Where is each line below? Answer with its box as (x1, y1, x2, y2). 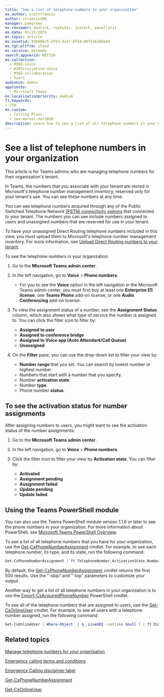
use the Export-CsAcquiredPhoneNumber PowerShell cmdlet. (5, 592, 129, 598)
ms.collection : (5, 57, 36, 62)
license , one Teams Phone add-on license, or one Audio (19, 292, 135, 298)
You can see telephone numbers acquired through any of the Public (5, 203, 141, 209)
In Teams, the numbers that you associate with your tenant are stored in (5, 183, 150, 189)
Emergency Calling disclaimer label (5, 667, 76, 673)
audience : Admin (5, 80, 38, 85)
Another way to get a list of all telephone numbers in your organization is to (5, 587, 156, 593)
